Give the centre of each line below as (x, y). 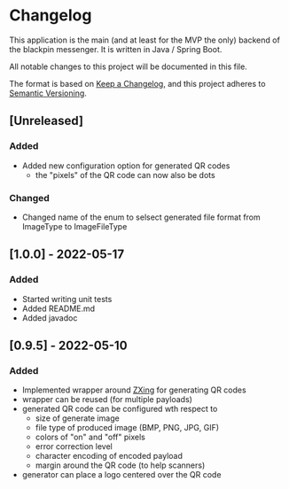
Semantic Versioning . (48, 93)
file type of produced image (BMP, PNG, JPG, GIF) (127, 428)
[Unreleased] (47, 121)
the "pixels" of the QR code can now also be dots (125, 175)
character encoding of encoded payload (109, 456)
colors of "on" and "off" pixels (90, 437)
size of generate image (77, 418)
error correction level (74, 446)
